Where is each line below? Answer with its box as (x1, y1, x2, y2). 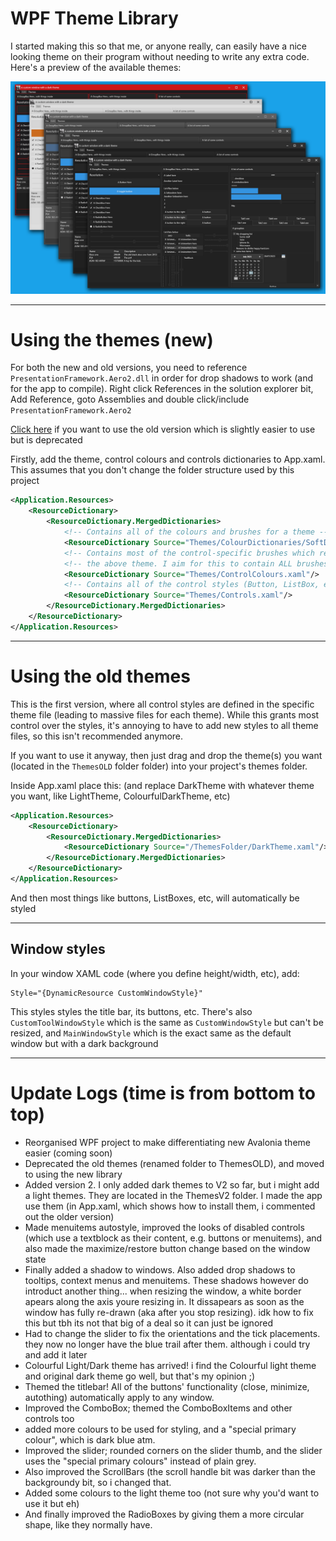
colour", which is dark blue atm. (24, 1433, 156, 1446)
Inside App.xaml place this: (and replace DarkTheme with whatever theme (10, 779, 315, 791)
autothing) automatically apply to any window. (24, 1391, 215, 1403)
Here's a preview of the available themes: (10, 61, 182, 73)
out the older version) (24, 1210, 115, 1222)
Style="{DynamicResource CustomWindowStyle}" (10, 988, 203, 998)
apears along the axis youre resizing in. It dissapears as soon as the (24, 1295, 305, 1307)
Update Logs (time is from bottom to (10, 1082, 316, 1104)
